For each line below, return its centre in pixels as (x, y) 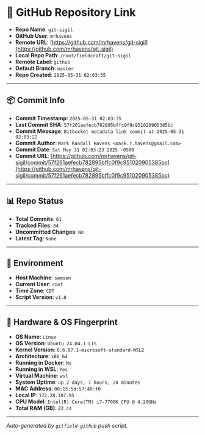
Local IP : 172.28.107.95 (45, 395)
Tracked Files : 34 (37, 225)
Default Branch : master (45, 68)
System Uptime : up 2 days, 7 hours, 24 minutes (77, 382)
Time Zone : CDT (35, 291)
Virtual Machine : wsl (41, 376)
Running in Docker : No (43, 363)
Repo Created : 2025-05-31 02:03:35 (60, 74)
